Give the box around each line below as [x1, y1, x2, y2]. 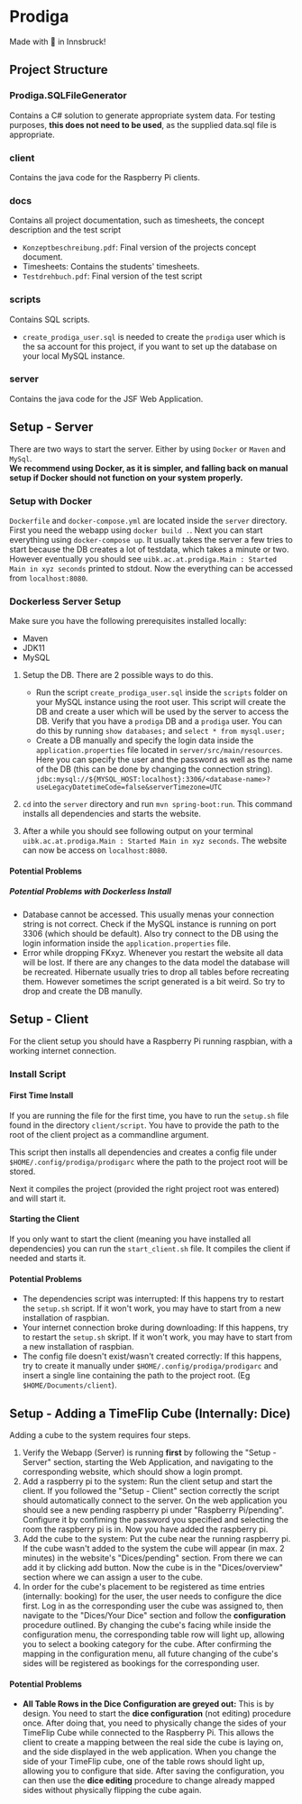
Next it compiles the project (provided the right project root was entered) [9, 1183, 279, 1194]
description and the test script [9, 224, 122, 235]
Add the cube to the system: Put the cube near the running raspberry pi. [22, 1533, 291, 1543]
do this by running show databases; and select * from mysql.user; [35, 726, 286, 737]
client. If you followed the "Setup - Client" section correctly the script [22, 1485, 279, 1496]
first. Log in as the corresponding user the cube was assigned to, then [22, 1600, 284, 1611]
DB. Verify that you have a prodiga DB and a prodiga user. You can [35, 716, 282, 727]
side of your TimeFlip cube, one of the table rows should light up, [22, 1756, 265, 1767]
